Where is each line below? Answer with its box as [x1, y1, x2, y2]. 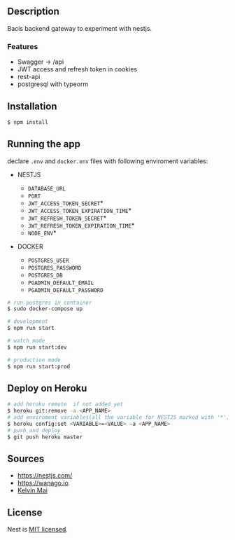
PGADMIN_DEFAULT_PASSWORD [27, 286, 104, 293]
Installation [7, 100, 57, 112]
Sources [7, 453, 45, 465]
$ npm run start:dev [7, 343, 68, 351]
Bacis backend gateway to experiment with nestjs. [7, 24, 152, 32]
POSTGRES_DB [27, 272, 63, 279]
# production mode [7, 356, 61, 364]
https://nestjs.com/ [17, 471, 73, 480]
